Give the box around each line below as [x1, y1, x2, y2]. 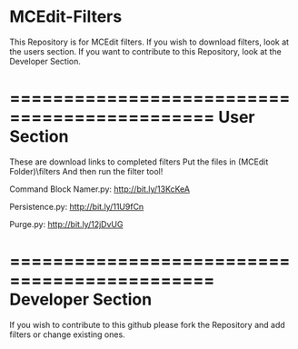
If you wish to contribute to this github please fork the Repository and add [9, 319, 286, 330]
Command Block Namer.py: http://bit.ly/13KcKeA [9, 184, 191, 194]
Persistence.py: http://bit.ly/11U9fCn [9, 201, 144, 212]
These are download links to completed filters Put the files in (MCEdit [9, 156, 269, 167]
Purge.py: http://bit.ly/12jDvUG [9, 218, 124, 229]
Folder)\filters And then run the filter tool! [9, 165, 164, 176]
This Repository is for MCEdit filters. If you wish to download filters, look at [9, 36, 289, 47]
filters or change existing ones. [9, 329, 125, 340]
